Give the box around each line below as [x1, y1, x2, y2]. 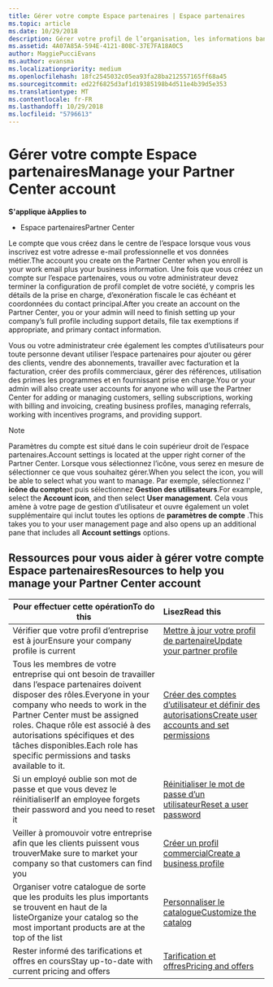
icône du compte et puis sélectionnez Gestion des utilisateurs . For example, [8, 484, 262, 494]
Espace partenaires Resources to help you [8, 564, 225, 578]
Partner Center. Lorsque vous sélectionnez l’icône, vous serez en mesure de [8, 458, 264, 468]
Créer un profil [162, 837, 219, 849]
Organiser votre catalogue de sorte [12, 880, 146, 892]
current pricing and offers [12, 965, 111, 976]
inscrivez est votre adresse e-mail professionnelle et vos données [8, 247, 229, 256]
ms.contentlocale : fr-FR [8, 95, 93, 103]
